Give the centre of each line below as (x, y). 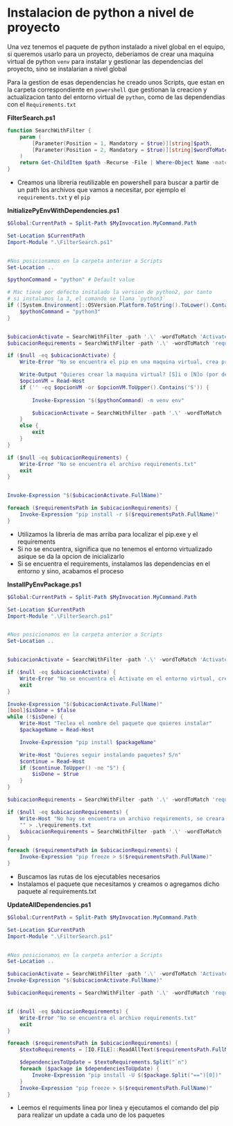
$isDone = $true (55, 774)
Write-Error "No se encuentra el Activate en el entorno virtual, (118, 678)
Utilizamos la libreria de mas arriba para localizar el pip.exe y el (107, 534)
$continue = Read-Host (52, 761)
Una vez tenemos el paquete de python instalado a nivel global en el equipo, (116, 46)
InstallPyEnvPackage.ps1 (44, 584)
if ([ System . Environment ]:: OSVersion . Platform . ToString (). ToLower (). (110, 305)
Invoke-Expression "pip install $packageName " (88, 742)
